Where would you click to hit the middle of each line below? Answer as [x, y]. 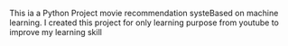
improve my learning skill [56, 32]
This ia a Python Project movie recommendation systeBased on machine [144, 13]
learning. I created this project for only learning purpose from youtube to [144, 23]
